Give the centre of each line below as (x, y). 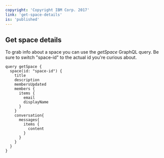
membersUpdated (30, 85)
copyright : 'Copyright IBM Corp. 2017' (47, 10)
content (36, 129)
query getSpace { (24, 67)
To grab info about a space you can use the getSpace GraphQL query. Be (82, 52)
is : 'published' (22, 19)
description (27, 80)
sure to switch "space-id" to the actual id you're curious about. (71, 57)
